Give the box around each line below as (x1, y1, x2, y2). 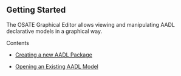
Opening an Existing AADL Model (15, 63, 99, 70)
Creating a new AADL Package (15, 51, 92, 58)
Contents (6, 39, 29, 46)
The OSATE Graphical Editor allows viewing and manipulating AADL (6, 21, 175, 28)
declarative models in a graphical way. (6, 27, 102, 35)
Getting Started (6, 5, 66, 15)
